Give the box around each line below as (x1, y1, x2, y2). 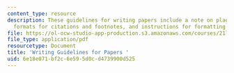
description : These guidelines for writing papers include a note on (7, 17, 214, 24)
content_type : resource (7, 10, 77, 17)
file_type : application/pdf (7, 36, 89, 43)
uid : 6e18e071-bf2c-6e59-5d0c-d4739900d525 (7, 56, 136, 63)
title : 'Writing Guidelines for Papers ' (7, 49, 130, 56)
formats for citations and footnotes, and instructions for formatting (13, 23, 226, 30)
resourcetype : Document (7, 42, 77, 49)
